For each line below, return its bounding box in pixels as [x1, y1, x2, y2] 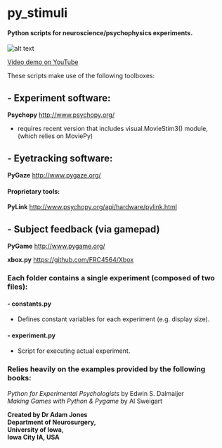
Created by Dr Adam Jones [7, 410, 88, 418]
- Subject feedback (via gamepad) [7, 223, 160, 235]
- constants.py [7, 299, 51, 308]
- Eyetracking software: [7, 152, 113, 164]
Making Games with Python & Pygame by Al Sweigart [7, 397, 163, 405]
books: [7, 373, 32, 383]
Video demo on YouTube [7, 58, 79, 66]
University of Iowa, [7, 425, 65, 434]
